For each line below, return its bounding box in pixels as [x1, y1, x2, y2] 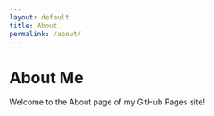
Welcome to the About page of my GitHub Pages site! [9, 97, 206, 107]
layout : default [9, 12, 70, 22]
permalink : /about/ [9, 29, 82, 38]
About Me [9, 67, 84, 88]
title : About [9, 21, 58, 30]
